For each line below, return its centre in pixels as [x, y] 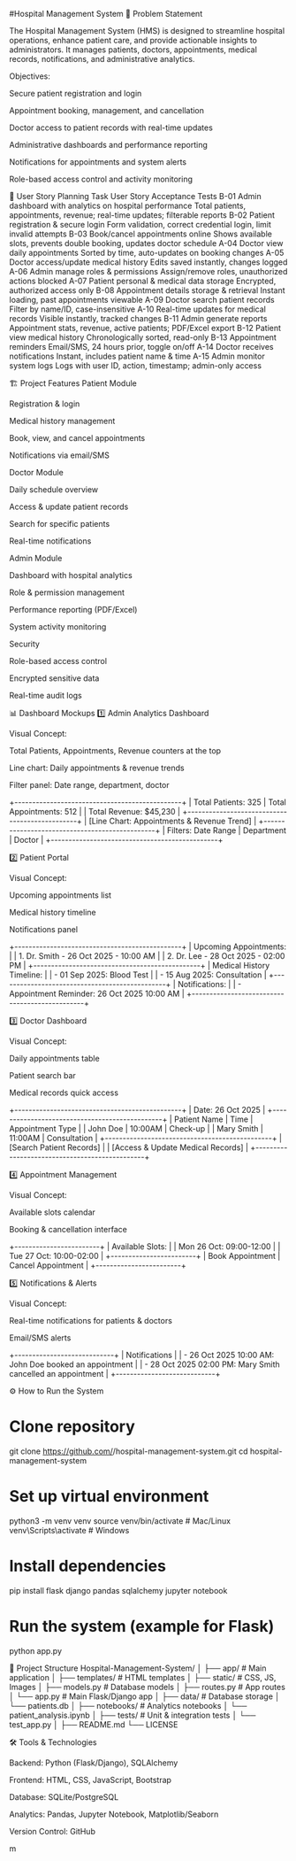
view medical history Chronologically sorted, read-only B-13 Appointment [143, 337]
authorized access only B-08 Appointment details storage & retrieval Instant [147, 290]
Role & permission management [67, 592]
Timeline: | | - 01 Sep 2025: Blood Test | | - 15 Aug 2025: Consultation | [138, 975]
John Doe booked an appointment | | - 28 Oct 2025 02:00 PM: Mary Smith [144, 1364]
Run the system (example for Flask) [142, 1626]
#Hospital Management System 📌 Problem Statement [106, 14]
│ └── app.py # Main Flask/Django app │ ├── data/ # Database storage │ [144, 1696]
